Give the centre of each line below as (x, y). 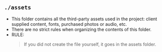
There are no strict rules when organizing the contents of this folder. (81, 29)
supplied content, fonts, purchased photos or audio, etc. (69, 24)
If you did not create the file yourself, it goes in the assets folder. (90, 44)
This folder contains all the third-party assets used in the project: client (84, 19)
